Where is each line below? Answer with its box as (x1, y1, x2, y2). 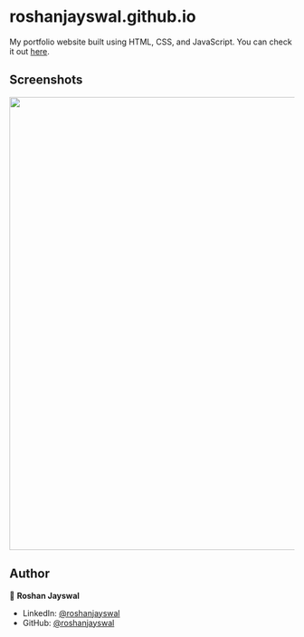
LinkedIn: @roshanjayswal (22, 607, 120, 618)
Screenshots (9, 72, 83, 88)
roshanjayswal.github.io (9, 6, 196, 27)
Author (9, 566, 50, 582)
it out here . (9, 45, 50, 56)
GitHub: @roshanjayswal (22, 617, 115, 628)
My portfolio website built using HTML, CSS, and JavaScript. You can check (9, 36, 292, 47)
